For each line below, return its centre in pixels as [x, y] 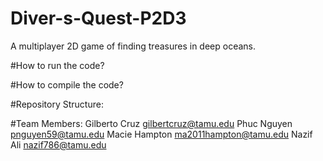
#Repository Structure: [57, 104]
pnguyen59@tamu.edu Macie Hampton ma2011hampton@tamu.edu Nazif [161, 134]
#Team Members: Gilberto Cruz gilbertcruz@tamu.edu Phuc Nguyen [151, 123]
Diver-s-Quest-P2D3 [98, 18]
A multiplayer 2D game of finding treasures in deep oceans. [133, 46]
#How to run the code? [57, 65]
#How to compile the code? [67, 84]
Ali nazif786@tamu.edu [58, 144]
